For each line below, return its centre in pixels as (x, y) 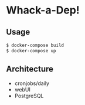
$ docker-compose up (31, 50)
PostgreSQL (29, 96)
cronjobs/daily (32, 83)
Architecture (30, 69)
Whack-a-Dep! (43, 10)
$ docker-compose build (35, 45)
